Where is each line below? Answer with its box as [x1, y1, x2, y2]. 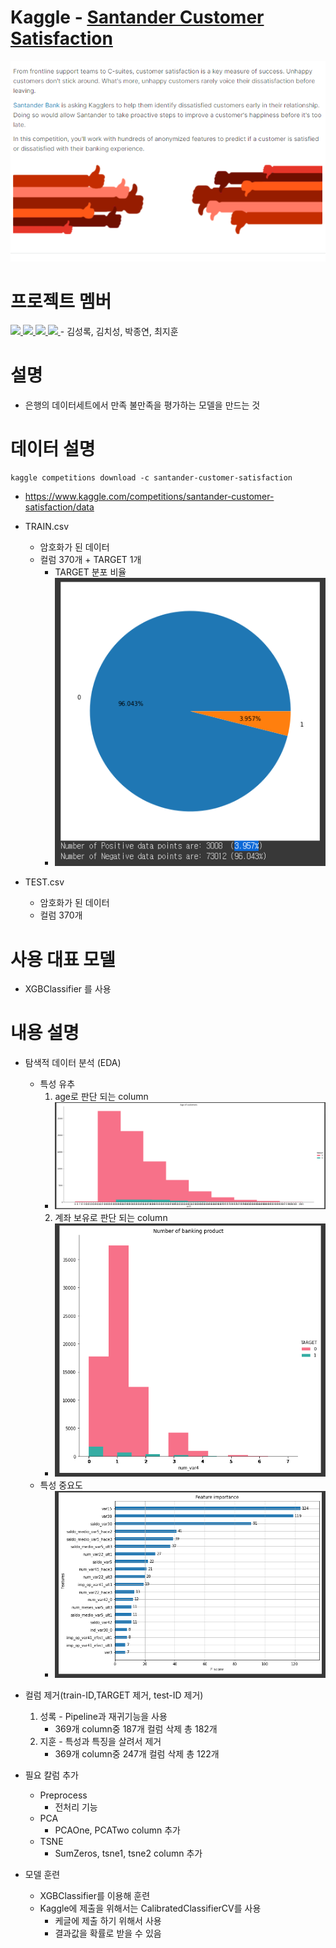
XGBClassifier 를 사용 [24, 983, 112, 995]
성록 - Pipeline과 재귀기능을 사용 [39, 1711, 168, 1723]
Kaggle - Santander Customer [10, 6, 265, 29]
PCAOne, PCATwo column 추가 [54, 1824, 181, 1836]
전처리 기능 [54, 1801, 98, 1813]
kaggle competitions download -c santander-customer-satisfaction [10, 473, 293, 483]
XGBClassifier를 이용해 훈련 [39, 1890, 151, 1902]
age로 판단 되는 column [54, 1091, 149, 1103]
